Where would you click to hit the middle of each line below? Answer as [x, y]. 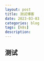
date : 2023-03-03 [22, 18]
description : [18, 32]
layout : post [18, 9]
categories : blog [22, 23]
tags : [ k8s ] [17, 28]
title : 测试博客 [20, 14]
